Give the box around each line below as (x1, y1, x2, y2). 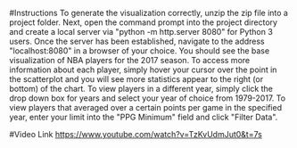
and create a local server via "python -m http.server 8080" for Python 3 (9, 27, 274, 37)
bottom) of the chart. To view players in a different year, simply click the (9, 84, 274, 94)
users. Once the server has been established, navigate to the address (9, 36, 265, 46)
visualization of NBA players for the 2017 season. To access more (9, 55, 251, 65)
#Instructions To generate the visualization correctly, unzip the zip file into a (9, 8, 288, 18)
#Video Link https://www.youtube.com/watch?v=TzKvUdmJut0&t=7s (9, 129, 263, 139)
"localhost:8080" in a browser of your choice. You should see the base (9, 45, 270, 56)
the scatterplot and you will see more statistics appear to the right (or (9, 74, 264, 84)
